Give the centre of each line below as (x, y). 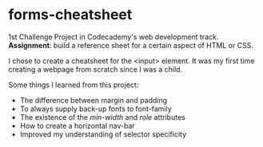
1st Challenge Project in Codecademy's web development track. (114, 37)
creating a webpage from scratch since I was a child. (95, 69)
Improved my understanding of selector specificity (103, 134)
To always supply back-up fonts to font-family (96, 109)
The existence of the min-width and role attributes (102, 117)
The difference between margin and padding (94, 100)
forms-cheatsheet (70, 15)
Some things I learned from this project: (74, 85)
